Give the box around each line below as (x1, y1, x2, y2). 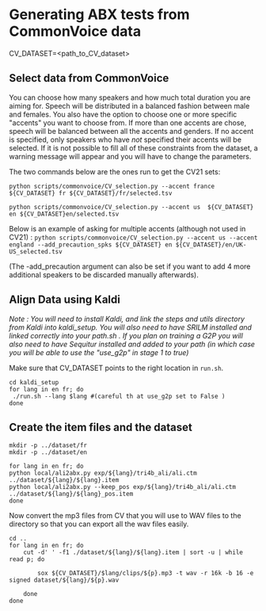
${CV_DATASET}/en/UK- (175, 240, 247, 249)
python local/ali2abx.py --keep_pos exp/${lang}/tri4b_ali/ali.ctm (9, 483, 237, 491)
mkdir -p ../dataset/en (9, 449, 88, 456)
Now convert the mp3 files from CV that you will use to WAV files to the (9, 511, 241, 521)
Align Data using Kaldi (9, 293, 121, 307)
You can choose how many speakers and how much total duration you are (9, 93, 251, 102)
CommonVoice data (9, 22, 142, 40)
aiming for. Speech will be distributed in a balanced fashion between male (9, 101, 250, 110)
